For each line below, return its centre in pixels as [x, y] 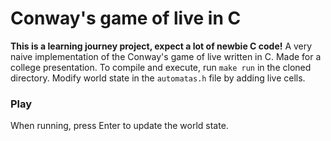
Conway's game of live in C [126, 18]
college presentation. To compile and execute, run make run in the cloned [161, 67]
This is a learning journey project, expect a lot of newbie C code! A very [161, 46]
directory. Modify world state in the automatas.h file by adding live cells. [158, 78]
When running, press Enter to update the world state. [119, 126]
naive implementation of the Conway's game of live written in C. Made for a [166, 56]
